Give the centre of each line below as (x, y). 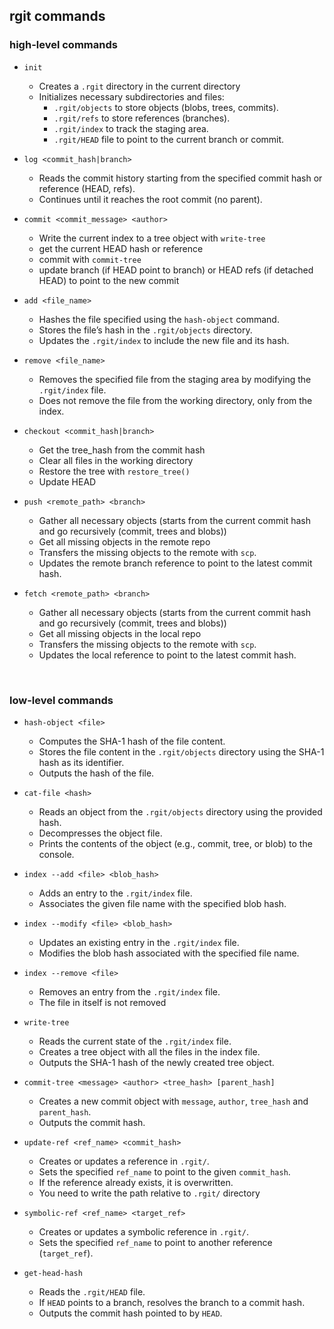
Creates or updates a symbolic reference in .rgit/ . (144, 1231)
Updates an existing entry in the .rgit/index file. (139, 942)
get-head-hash (53, 1273)
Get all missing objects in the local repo (120, 633)
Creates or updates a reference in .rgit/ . (124, 1161)
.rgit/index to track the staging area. (131, 128)
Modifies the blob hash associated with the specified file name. (169, 953)
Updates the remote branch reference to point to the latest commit (175, 563)
